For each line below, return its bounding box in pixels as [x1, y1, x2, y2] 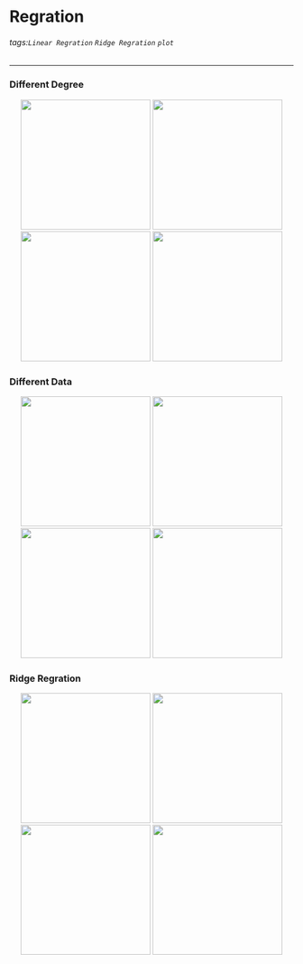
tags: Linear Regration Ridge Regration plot [9, 36, 174, 47]
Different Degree [9, 79, 84, 91]
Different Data [9, 375, 72, 388]
